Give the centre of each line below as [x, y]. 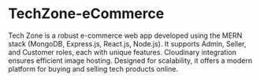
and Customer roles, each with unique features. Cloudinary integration [122, 52]
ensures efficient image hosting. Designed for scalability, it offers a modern [130, 61]
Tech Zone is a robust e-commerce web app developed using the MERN [125, 35]
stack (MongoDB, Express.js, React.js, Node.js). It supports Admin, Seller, [127, 43]
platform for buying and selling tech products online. [93, 68]
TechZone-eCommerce [86, 14]
